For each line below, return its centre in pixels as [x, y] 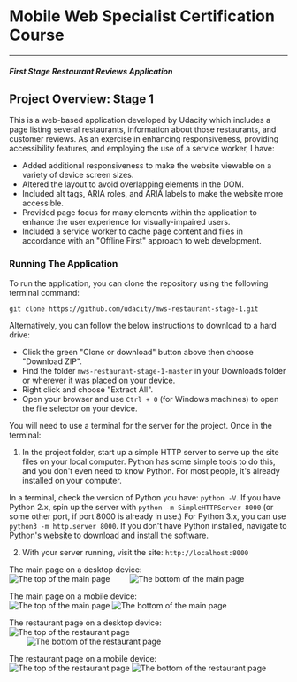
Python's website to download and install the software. [109, 535]
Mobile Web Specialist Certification [142, 16]
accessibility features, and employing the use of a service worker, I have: [142, 149]
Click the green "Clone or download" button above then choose [137, 352]
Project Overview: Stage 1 [82, 99]
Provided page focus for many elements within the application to [140, 213]
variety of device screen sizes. [78, 175]
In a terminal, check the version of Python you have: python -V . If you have [145, 497]
